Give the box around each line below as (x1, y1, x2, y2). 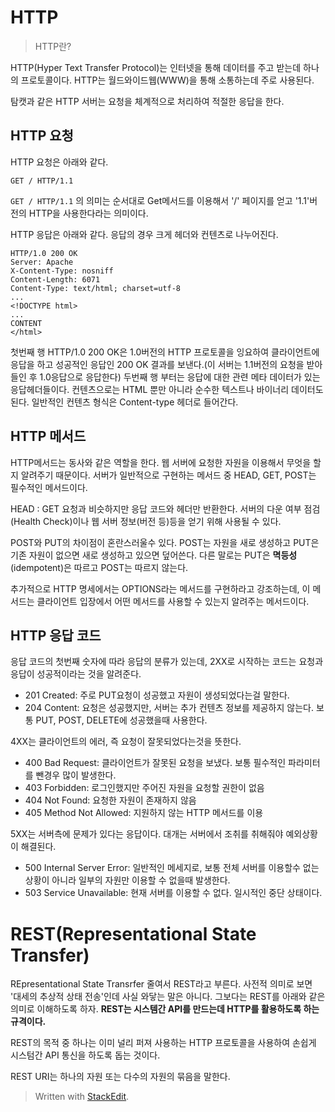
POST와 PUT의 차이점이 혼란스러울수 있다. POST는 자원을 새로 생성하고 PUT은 (10, 536, 320, 548)
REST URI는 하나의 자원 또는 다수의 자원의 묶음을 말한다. (10, 1071, 231, 1083)
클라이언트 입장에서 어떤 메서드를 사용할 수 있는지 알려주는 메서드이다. (36, 595, 310, 607)
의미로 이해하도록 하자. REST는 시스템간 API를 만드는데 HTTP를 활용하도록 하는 (10, 1003, 320, 1015)
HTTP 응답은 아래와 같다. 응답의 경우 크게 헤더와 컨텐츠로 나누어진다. (10, 228, 279, 240)
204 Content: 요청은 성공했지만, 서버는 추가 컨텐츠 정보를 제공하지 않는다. (24, 702, 314, 714)
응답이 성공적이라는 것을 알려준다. (10, 668, 142, 680)
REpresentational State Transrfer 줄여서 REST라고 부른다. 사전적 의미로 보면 (10, 978, 313, 990)
